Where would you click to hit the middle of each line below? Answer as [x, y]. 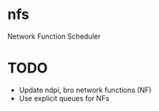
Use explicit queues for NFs [64, 98]
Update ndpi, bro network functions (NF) [85, 90]
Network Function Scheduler [54, 36]
